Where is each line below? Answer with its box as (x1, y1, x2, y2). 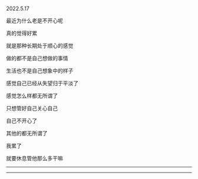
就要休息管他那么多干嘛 (6, 155, 63, 161)
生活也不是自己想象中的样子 (6, 67, 74, 74)
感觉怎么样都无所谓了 (6, 92, 58, 99)
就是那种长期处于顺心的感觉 (6, 42, 74, 49)
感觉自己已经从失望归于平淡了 (6, 79, 78, 87)
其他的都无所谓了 (6, 130, 48, 137)
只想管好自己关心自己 (6, 105, 58, 111)
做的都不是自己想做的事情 (6, 55, 68, 61)
